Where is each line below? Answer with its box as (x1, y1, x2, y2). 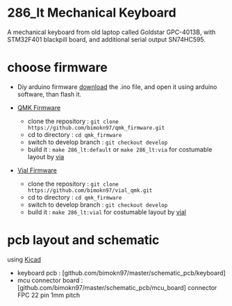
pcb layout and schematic (7, 232, 160, 248)
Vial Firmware (17, 166, 57, 175)
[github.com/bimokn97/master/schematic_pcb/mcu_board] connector (17, 283, 217, 291)
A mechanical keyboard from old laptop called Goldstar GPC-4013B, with (7, 28, 216, 36)
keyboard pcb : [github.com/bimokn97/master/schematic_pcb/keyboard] (17, 268, 226, 277)
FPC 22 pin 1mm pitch (17, 291, 81, 299)
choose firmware (7, 60, 108, 76)
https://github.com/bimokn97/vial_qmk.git (27, 186, 153, 194)
